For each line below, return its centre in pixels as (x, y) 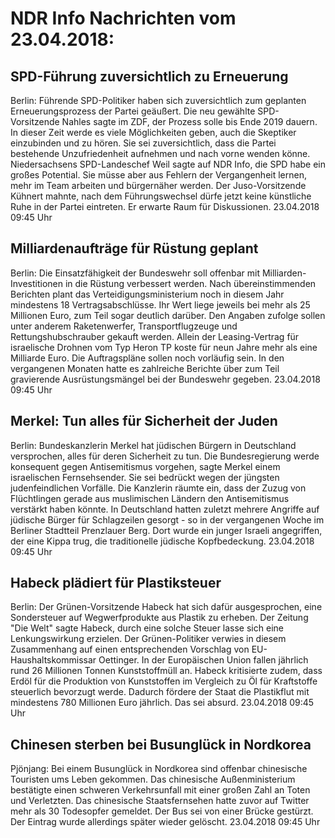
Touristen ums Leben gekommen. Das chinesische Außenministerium (153, 779)
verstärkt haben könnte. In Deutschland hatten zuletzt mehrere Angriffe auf (165, 509)
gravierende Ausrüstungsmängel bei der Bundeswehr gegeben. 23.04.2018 (165, 379)
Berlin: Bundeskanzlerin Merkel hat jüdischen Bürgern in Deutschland (153, 445)
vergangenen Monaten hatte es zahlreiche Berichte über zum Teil (145, 368)
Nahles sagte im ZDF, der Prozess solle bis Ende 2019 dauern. (189, 121)
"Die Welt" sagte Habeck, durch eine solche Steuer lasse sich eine (147, 628)
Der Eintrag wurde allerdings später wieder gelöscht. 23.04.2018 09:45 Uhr (165, 822)
